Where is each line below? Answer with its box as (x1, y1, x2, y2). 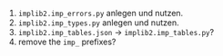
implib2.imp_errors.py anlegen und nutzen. (17, 8, 184, 18)
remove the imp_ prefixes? (17, 36, 117, 47)
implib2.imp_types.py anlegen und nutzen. (17, 17, 179, 28)
